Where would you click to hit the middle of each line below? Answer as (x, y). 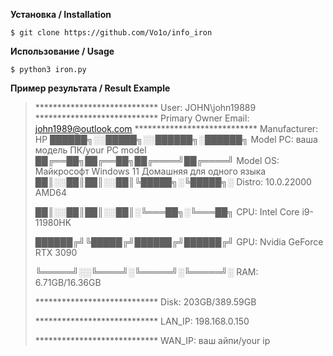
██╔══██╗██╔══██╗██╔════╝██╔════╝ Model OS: (157, 160)
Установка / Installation (61, 14)
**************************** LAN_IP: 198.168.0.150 (142, 321)
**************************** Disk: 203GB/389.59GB (145, 302)
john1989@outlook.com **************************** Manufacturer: (176, 128)
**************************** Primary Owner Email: (142, 118)
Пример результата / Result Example (90, 88)
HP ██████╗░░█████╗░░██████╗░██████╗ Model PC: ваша (176, 139)
